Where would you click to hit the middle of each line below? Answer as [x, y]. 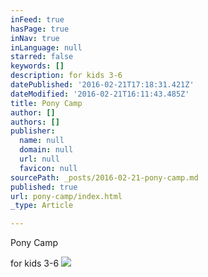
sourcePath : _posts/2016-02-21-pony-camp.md [104, 177]
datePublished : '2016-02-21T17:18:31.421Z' [102, 85]
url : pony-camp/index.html [66, 196]
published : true [44, 187]
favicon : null [48, 168]
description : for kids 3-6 [66, 76]
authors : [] [35, 122]
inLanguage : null [46, 47]
